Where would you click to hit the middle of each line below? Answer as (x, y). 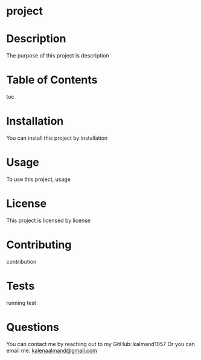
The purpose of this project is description (58, 56)
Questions (33, 327)
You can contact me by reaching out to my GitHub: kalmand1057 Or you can (101, 344)
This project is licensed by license (48, 220)
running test (21, 303)
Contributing (39, 245)
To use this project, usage (39, 179)
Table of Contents (52, 80)
